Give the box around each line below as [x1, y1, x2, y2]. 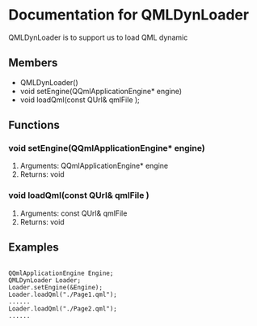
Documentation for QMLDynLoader [8, 6, 249, 24]
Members [8, 56, 58, 70]
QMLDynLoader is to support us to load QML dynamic [8, 32, 188, 42]
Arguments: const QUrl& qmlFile [19, 208, 128, 218]
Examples [8, 241, 59, 255]
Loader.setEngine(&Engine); [8, 283, 103, 291]
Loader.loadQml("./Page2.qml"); [8, 304, 117, 313]
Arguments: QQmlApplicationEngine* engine [19, 161, 169, 171]
